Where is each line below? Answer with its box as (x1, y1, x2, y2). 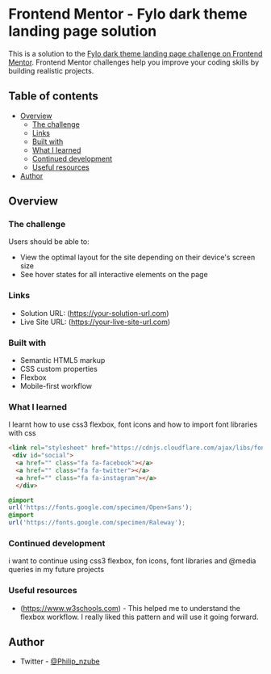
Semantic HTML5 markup (19, 356, 106, 365)
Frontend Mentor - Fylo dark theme (8, 5, 248, 23)
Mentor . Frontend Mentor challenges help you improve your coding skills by (8, 57, 260, 67)
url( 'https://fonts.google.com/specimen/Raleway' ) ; (8, 519, 186, 527)
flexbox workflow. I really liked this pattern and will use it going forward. (19, 612, 259, 621)
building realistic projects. (8, 65, 94, 75)
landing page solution (8, 22, 157, 40)
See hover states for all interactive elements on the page (19, 270, 208, 280)
